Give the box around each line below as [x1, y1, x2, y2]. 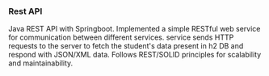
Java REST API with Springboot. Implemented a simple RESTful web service [8, 24, 261, 34]
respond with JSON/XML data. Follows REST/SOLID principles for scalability [8, 50, 262, 60]
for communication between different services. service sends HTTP [8, 32, 234, 42]
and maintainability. [8, 58, 74, 68]
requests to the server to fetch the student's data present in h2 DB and [8, 41, 244, 51]
